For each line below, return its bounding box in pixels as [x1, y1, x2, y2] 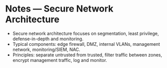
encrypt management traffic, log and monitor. [12, 57, 107, 63]
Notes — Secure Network [5, 3, 114, 15]
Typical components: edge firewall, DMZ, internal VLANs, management [12, 41, 160, 47]
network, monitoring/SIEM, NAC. [12, 46, 81, 52]
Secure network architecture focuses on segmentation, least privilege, [12, 30, 159, 36]
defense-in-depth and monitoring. [12, 36, 84, 42]
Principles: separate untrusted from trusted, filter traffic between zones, [12, 51, 162, 58]
